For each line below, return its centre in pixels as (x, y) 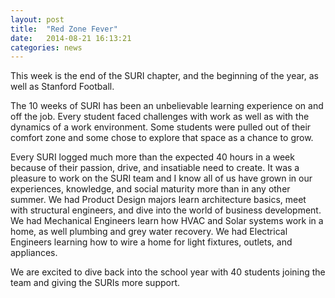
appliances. (34, 253)
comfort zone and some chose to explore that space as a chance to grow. (162, 138)
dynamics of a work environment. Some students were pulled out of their (161, 127)
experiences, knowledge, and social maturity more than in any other (150, 189)
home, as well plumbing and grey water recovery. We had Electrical (149, 232)
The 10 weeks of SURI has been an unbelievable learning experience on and (167, 106)
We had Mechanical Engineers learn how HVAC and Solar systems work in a (167, 221)
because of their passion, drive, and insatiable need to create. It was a (155, 168)
